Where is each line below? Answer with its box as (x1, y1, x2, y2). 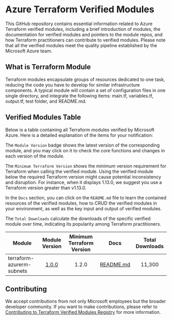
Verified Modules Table (5, 113, 81, 122)
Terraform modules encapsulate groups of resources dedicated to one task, (5, 76, 165, 83)
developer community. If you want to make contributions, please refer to (5, 304, 158, 310)
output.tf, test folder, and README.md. (5, 98, 87, 104)
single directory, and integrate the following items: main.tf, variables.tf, (5, 92, 154, 98)
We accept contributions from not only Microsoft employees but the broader (5, 298, 166, 305)
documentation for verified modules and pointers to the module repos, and (5, 31, 163, 37)
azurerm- (8, 261, 32, 268)
